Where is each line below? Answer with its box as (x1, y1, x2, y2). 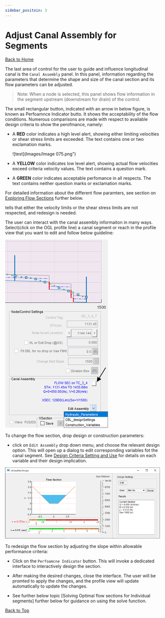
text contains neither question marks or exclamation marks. (12, 180, 133, 186)
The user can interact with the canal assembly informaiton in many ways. (5, 219, 153, 225)
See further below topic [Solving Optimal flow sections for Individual (12, 592, 151, 598)
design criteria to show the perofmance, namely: (5, 121, 104, 127)
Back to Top (5, 607, 29, 613)
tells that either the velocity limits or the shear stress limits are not (5, 204, 138, 211)
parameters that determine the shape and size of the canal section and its (5, 76, 155, 82)
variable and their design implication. (12, 457, 87, 463)
